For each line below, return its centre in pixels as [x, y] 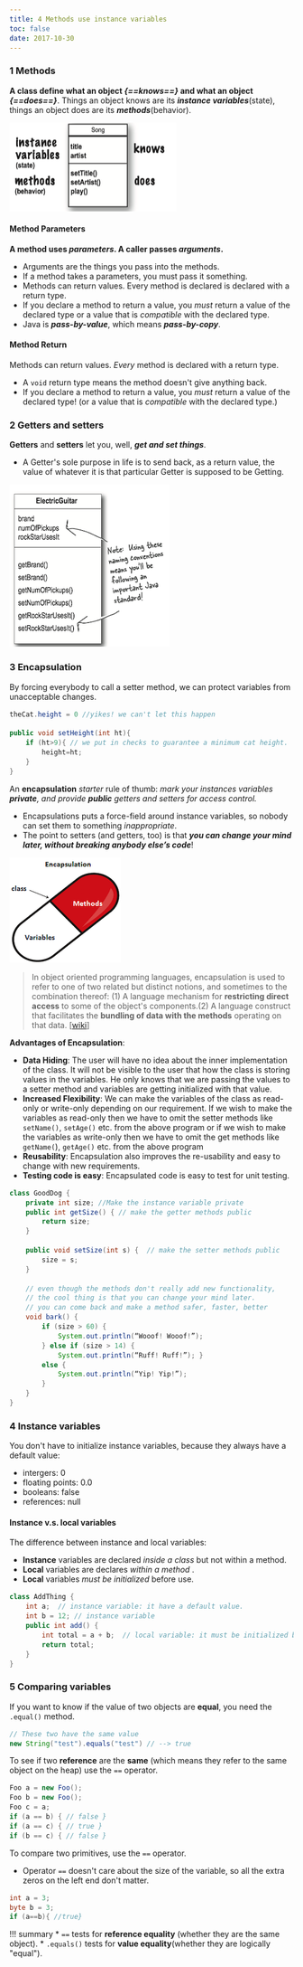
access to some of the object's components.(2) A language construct [161, 1006]
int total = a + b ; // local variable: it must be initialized [165, 1635]
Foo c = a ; [30, 1807]
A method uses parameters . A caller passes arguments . [116, 249]
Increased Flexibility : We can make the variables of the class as [142, 1098]
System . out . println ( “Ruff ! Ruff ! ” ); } [130, 1355]
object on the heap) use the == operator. [84, 1770]
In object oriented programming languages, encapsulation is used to [158, 977]
